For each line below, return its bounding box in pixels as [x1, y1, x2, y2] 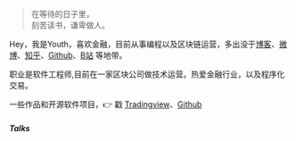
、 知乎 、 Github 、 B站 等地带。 [17, 50, 127, 61]
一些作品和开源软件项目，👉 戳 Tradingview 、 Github [9, 99, 202, 110]
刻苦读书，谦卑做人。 [30, 20, 110, 30]
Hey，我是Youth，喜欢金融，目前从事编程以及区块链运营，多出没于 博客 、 [9, 39, 280, 49]
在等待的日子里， [30, 9, 95, 19]
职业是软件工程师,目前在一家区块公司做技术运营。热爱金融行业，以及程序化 [9, 69, 285, 79]
